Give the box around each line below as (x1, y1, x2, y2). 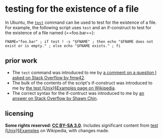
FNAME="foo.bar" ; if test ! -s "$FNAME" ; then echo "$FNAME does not (5, 39, 153, 44)
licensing (5, 109, 34, 118)
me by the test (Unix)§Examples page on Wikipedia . (12, 85, 116, 91)
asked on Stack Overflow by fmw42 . (12, 74, 86, 81)
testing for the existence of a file (5, 3, 139, 15)
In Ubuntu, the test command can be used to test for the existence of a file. (5, 19, 157, 25)
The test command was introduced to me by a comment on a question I (12, 69, 157, 75)
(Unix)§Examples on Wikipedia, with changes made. (5, 127, 109, 133)
